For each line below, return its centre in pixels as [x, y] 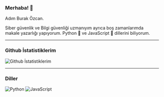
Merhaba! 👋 [19, 8]
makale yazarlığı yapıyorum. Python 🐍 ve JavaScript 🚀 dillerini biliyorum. [78, 33]
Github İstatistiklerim [31, 50]
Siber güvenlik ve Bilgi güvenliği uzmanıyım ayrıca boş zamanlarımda [74, 28]
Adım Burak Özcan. [24, 19]
